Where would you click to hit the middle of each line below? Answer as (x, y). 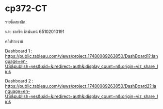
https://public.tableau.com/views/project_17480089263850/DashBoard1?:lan (81, 56)
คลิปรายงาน (14, 41)
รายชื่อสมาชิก (15, 22)
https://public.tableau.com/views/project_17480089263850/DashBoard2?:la (81, 86)
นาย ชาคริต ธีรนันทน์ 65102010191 (35, 31)
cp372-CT (26, 8)
